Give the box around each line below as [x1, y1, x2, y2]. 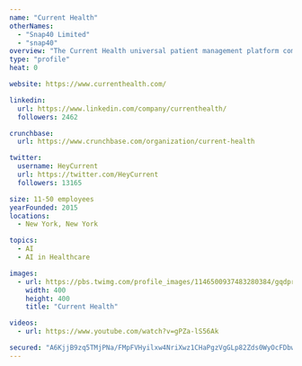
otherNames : [9, 22, 54, 31]
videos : [9, 318, 39, 328]
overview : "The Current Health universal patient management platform [9, 47, 280, 56]
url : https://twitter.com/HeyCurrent [17, 170, 159, 179]
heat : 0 [9, 64, 39, 73]
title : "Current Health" [25, 302, 119, 311]
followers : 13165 [17, 178, 83, 187]
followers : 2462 [17, 112, 78, 121]
